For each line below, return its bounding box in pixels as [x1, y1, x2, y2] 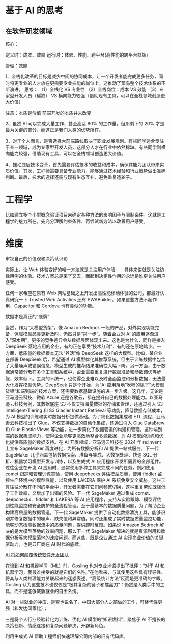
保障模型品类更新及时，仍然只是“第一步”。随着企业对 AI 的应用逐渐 [14, 331, 154, 337]
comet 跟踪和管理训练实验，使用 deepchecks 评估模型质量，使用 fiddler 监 [5, 471, 162, 477]
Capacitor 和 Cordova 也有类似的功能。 [14, 303, 97, 309]
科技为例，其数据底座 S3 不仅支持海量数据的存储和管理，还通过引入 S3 [14, 400, 163, 407]
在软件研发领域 [5, 26, 52, 35]
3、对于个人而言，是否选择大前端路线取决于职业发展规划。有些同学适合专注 [5, 138, 164, 144]
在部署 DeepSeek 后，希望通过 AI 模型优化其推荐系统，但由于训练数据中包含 [5, 356, 166, 362]
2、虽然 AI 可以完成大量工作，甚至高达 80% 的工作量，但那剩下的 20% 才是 [5, 121, 164, 126]
